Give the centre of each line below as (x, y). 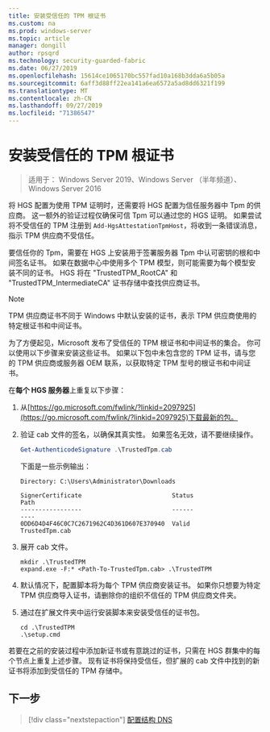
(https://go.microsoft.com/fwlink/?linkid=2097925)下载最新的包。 (129, 417)
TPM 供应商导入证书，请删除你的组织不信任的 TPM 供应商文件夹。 (130, 595)
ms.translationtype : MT (48, 91)
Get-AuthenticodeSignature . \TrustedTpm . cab (96, 449)
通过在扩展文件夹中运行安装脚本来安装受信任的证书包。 (112, 612)
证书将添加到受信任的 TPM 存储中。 (68, 671)
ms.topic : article (39, 38)
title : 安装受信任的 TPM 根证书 (57, 16)
